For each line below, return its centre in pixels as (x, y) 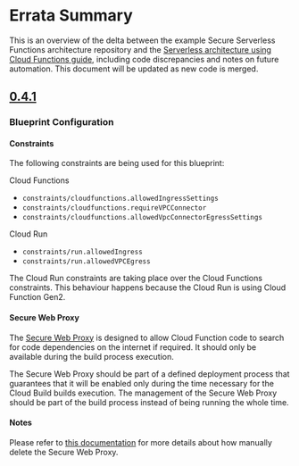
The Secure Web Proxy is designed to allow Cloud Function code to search (147, 337)
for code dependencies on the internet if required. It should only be (133, 347)
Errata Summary (71, 16)
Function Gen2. (37, 297)
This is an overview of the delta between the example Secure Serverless (142, 40)
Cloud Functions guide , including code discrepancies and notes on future (144, 59)
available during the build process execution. (91, 356)
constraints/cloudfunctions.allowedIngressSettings (120, 199)
